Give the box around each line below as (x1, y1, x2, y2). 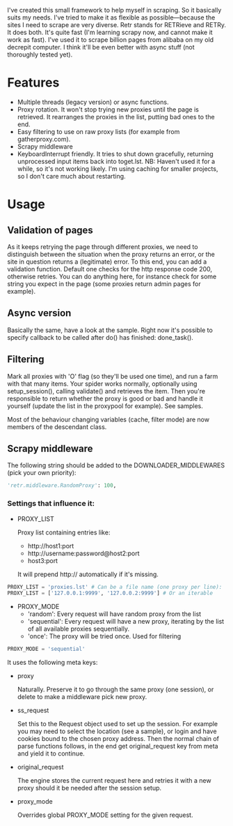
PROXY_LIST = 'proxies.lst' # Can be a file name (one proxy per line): (7, 583, 223, 590)
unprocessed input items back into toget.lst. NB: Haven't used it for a (17, 157, 216, 165)
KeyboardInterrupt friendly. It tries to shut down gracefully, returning (17, 149, 214, 158)
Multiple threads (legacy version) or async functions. (17, 98, 169, 106)
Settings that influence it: (7, 499, 95, 509)
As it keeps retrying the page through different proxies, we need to (7, 242, 198, 250)
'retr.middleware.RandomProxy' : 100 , (7, 482, 117, 489)
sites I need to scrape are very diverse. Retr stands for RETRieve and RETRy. (7, 21, 227, 29)
